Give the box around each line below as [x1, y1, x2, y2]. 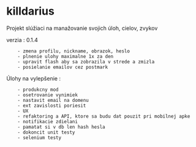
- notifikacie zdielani [17, 118, 78, 124]
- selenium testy [17, 134, 62, 141]
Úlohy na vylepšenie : [6, 74, 61, 82]
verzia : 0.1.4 [6, 36, 38, 43]
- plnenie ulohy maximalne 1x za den [17, 53, 114, 59]
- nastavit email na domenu [17, 97, 89, 103]
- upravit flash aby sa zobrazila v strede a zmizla [17, 59, 155, 65]
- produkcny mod [17, 87, 59, 93]
